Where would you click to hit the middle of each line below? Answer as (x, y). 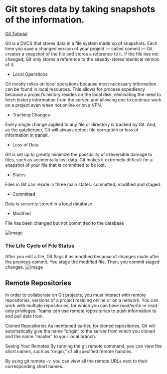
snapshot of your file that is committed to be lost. (56, 165)
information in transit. (27, 135)
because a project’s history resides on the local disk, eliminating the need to (83, 94)
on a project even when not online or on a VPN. (54, 105)
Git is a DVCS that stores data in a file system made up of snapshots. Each (82, 43)
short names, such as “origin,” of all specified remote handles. (69, 352)
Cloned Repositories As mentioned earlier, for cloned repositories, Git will (80, 326)
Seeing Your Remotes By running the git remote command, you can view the (83, 346)
